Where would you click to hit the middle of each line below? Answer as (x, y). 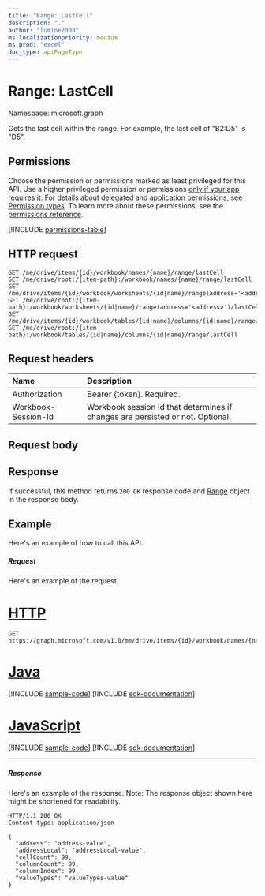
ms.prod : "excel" (37, 45)
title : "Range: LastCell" (50, 15)
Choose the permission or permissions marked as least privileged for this (127, 180)
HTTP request (43, 255)
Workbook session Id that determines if (159, 407)
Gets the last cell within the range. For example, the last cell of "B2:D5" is (127, 128)
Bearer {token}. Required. (133, 394)
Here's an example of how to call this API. (76, 543)
